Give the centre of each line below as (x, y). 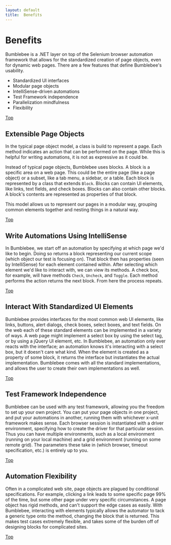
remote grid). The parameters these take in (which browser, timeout (77, 445)
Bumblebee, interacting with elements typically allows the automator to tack (85, 510)
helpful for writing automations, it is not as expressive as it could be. (77, 157)
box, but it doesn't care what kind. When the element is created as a (77, 352)
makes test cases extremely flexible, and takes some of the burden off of (82, 521)
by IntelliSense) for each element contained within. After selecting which (81, 265)
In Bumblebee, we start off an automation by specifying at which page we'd (85, 248)
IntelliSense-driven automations (46, 92)
